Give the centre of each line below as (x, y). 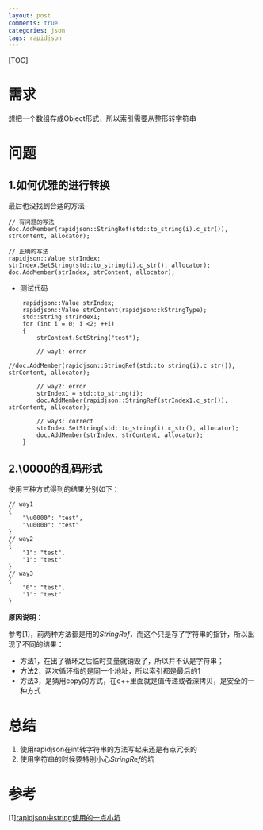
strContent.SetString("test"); (88, 338)
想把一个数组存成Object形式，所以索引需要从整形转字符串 (102, 118)
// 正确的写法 (29, 252)
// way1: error (62, 352)
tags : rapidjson (35, 38)
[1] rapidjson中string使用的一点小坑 (65, 817)
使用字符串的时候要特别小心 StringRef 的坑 (87, 759)
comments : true (33, 23)
